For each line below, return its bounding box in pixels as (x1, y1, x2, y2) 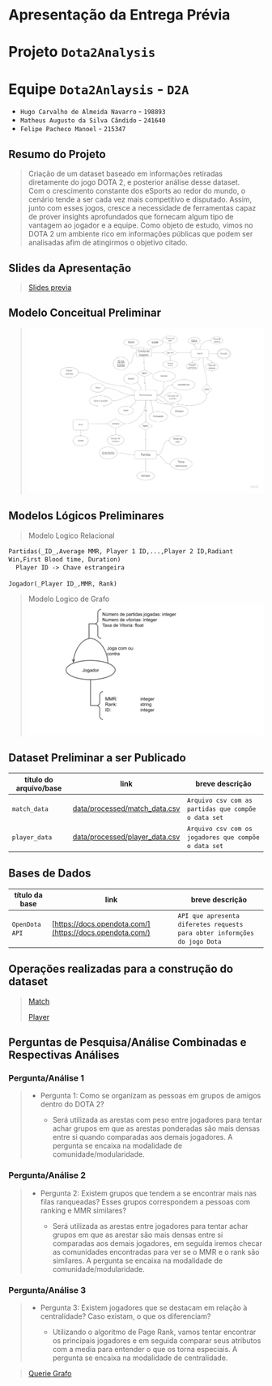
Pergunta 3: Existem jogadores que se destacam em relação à (40, 1303, 248, 1313)
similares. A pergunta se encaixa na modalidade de (52, 1256, 223, 1265)
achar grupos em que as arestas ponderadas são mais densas (52, 1124, 261, 1133)
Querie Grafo (28, 1369, 72, 1379)
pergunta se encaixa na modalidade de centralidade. (52, 1353, 228, 1363)
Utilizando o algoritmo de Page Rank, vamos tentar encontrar (52, 1327, 257, 1337)
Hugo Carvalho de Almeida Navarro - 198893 (19, 107, 166, 117)
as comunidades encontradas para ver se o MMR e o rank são (52, 1247, 261, 1256)
